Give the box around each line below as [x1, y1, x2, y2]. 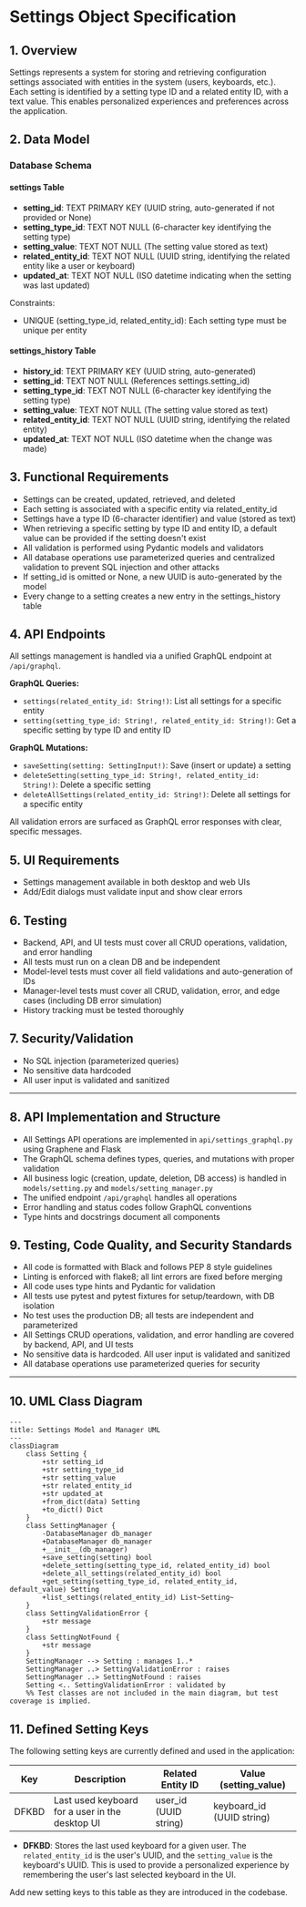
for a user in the [53, 1806, 121, 1819]
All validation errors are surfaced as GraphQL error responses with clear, [9, 816, 282, 827]
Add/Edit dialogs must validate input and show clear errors [22, 887, 243, 897]
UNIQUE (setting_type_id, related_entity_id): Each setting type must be [22, 314, 287, 325]
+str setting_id [42, 1458, 104, 1467]
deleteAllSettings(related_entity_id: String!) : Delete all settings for [22, 789, 291, 800]
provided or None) [22, 211, 92, 222]
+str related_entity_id [42, 1482, 132, 1491]
